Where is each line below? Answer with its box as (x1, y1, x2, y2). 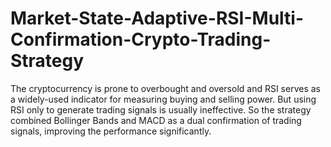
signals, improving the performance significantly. (10, 125, 212, 137)
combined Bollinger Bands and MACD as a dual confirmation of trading (10, 114, 302, 126)
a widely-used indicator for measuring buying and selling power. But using (10, 93, 317, 105)
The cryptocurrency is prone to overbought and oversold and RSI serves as (10, 82, 321, 94)
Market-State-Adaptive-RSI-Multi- (10, 7, 305, 30)
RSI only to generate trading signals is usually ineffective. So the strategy (10, 103, 312, 116)
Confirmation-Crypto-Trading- (10, 28, 272, 51)
